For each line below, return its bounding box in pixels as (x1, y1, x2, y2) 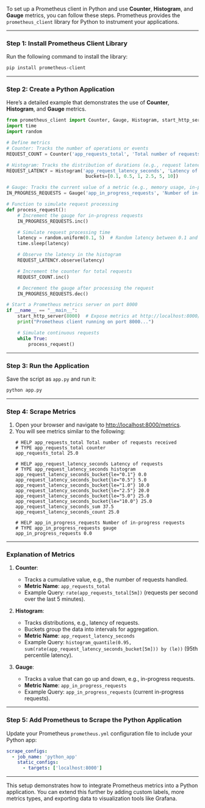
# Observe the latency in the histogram (17, 252, 121, 258)
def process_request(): (6, 207, 67, 213)
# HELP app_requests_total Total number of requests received (15, 439, 177, 446)
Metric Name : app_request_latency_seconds (24, 632, 135, 639)
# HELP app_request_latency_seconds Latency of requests (15, 461, 164, 467)
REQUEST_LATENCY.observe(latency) (17, 257, 105, 263)
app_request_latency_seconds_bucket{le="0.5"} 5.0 (15, 477, 147, 483)
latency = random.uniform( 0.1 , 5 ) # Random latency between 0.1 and (17, 235, 198, 241)
